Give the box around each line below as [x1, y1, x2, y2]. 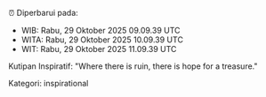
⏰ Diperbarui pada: [8, 8, 79, 18]
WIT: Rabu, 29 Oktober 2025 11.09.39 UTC [20, 44, 177, 54]
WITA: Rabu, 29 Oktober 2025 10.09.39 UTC [20, 34, 184, 45]
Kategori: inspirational [8, 78, 89, 88]
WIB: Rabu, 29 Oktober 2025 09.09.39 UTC [20, 26, 181, 35]
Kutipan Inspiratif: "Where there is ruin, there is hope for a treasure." [8, 61, 258, 71]
